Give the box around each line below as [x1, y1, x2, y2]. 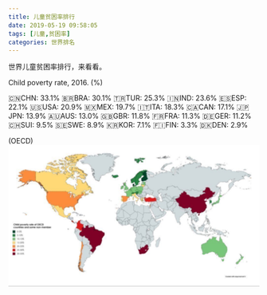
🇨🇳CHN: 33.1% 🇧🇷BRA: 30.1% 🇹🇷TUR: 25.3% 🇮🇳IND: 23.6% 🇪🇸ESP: [8, 93, 247, 103]
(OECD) [8, 136, 33, 146]
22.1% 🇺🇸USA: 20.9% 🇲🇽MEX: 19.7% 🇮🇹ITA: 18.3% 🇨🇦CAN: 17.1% [8, 102, 235, 112]
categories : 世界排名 [8, 38, 76, 46]
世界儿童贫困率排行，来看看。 [8, 62, 106, 72]
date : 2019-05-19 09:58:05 [8, 21, 98, 29]
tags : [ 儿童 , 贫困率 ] [8, 29, 70, 37]
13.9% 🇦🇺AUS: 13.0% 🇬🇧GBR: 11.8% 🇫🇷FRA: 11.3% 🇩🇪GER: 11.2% [26, 112, 252, 121]
